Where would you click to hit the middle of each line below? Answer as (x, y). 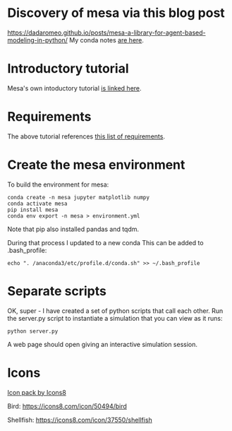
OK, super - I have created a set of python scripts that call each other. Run (115, 311)
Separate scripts (57, 291)
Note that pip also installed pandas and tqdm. (73, 229)
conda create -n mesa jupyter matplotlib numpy (79, 197)
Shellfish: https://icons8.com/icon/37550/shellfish (80, 420)
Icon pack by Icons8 (37, 392)
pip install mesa (33, 210)
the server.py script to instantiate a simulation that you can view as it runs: (115, 318)
